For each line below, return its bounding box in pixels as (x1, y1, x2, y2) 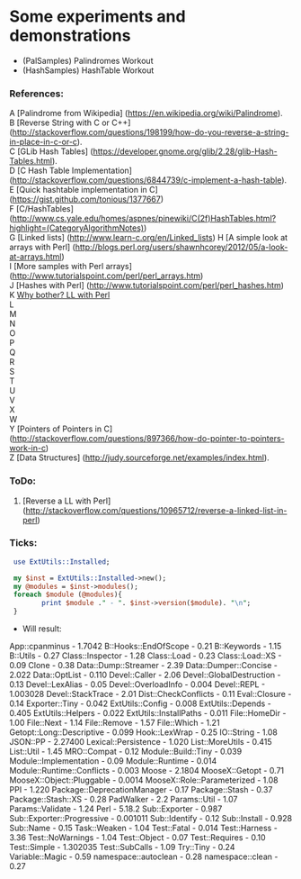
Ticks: (9, 537, 38, 549)
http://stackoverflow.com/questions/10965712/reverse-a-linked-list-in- (25, 504, 288, 515)
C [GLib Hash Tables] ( (9, 146, 93, 157)
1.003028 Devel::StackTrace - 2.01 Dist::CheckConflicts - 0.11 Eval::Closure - (9, 689, 292, 700)
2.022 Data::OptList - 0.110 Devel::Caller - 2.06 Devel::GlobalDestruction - (9, 669, 281, 681)
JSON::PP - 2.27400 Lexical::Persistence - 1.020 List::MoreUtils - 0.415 (9, 737, 272, 748)
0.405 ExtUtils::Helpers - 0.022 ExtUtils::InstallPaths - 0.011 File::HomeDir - (9, 708, 287, 719)
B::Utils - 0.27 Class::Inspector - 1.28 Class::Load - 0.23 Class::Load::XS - (9, 650, 282, 661)
